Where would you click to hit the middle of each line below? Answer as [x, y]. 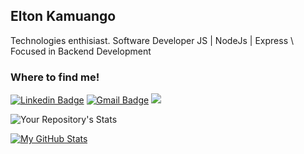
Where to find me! [55, 77]
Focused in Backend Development [81, 51]
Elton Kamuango [63, 16]
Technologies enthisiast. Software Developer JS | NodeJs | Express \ [152, 40]
